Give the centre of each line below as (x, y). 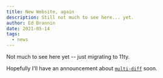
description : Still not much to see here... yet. (70, 17)
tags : (13, 34)
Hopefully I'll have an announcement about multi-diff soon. (82, 68)
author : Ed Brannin (31, 23)
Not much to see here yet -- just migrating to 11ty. (68, 57)
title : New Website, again (40, 12)
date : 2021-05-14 (28, 28)
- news (20, 40)
